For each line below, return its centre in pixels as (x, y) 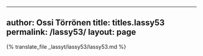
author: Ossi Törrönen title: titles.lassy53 (85, 23)
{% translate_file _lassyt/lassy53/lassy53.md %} (66, 46)
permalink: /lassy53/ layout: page (71, 32)
